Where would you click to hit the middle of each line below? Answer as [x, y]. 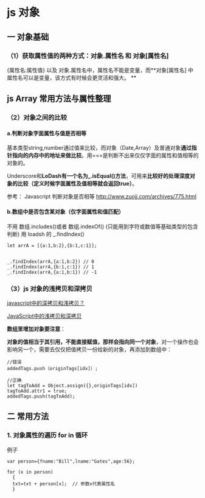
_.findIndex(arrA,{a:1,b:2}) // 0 [51, 261]
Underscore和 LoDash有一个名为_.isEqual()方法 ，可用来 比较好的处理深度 [99, 176]
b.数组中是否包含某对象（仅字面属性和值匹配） [65, 211]
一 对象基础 [28, 37]
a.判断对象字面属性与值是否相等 [47, 133]
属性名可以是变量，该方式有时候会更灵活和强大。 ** [71, 77]
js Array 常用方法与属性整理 [59, 99]
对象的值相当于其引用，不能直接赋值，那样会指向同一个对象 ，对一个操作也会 [103, 342]
